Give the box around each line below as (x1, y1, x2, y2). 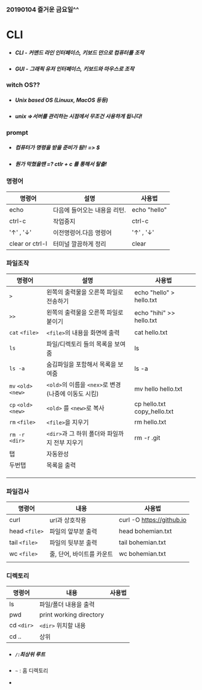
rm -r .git (134, 434, 161, 442)
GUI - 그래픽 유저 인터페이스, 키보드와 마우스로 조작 (14, 65, 135, 73)
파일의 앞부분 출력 (49, 527, 97, 536)
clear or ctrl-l (9, 239, 47, 247)
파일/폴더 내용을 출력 (39, 600, 95, 609)
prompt (6, 128, 28, 137)
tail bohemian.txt (118, 538, 167, 547)
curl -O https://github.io (118, 516, 187, 524)
